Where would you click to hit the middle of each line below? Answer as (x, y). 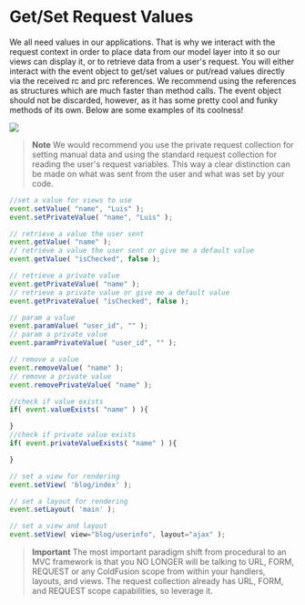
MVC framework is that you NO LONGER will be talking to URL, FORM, (163, 562)
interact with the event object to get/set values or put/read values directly (147, 71)
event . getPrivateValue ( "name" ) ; (75, 284)
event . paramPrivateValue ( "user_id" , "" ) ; (93, 343)
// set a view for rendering (65, 476)
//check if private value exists (73, 435)
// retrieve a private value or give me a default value (120, 292)
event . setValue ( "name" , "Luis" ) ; (77, 209)
